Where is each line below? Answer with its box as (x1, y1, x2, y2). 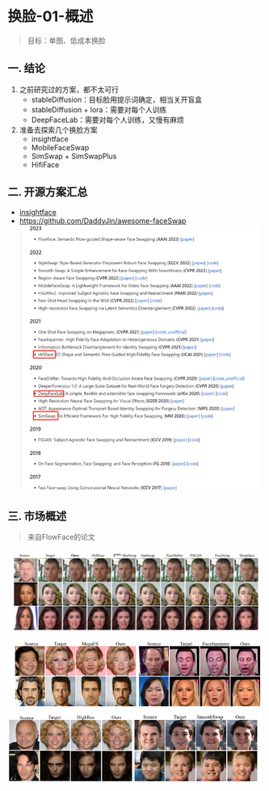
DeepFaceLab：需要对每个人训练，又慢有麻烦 (31, 115, 184, 124)
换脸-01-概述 (7, 7, 94, 26)
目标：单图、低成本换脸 (27, 36, 106, 45)
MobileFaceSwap (31, 142, 90, 152)
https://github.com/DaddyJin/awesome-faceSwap (19, 216, 187, 225)
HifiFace (31, 159, 60, 170)
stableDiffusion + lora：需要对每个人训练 (31, 104, 167, 114)
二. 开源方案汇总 (7, 185, 88, 199)
